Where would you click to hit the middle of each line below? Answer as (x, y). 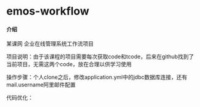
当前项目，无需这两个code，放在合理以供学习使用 (69, 64)
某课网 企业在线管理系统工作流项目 (50, 44)
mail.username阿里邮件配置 (41, 85)
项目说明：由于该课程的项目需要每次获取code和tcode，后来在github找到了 (100, 57)
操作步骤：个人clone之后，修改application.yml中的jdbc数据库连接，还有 (97, 77)
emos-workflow (48, 11)
